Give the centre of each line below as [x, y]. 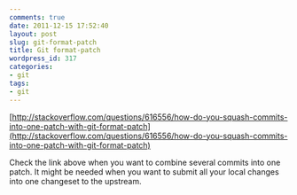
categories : [31, 67]
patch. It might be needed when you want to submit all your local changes [144, 172]
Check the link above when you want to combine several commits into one [145, 162]
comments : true [37, 17]
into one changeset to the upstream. [75, 181]
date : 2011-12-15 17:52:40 [59, 26]
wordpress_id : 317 [43, 58]
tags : [19, 83]
